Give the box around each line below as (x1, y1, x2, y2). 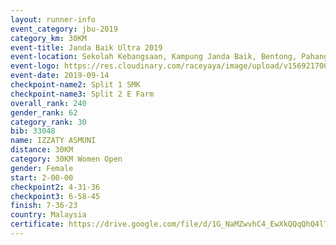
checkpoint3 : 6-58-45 (10, 191, 101, 201)
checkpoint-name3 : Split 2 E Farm (10, 89, 155, 99)
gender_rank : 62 (10, 107, 78, 118)
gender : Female (10, 163, 74, 173)
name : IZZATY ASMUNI (10, 136, 97, 146)
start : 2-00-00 (10, 172, 74, 183)
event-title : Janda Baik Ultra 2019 (10, 42, 163, 53)
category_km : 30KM (10, 33, 87, 43)
